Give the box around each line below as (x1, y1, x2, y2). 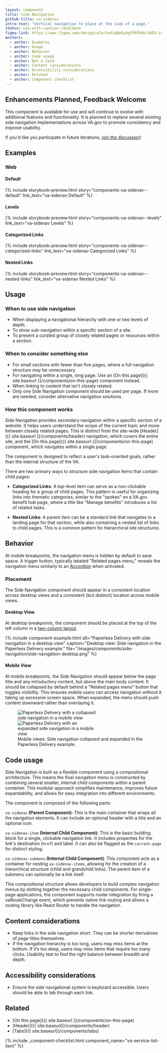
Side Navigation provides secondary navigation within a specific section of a (5, 417, 162, 423)
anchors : (5, 35, 23, 40)
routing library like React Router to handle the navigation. (5, 902, 122, 908)
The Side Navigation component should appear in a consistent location (5, 587, 151, 593)
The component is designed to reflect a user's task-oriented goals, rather (5, 453, 156, 459)
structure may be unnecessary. (12, 367, 77, 373)
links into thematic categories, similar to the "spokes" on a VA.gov (12, 494, 148, 500)
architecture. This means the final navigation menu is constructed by (5, 775, 146, 781)
